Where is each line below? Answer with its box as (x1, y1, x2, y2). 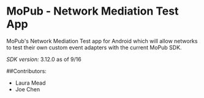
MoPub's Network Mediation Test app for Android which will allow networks (6, 37, 198, 44)
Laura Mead (15, 79, 46, 86)
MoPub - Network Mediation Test (6, 4, 179, 18)
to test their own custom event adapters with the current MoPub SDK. (6, 44, 182, 51)
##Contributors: (6, 67, 47, 74)
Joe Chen (15, 85, 40, 93)
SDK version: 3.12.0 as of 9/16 (6, 55, 81, 63)
